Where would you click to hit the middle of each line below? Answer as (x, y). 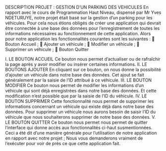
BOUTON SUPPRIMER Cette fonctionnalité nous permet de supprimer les (80, 101)
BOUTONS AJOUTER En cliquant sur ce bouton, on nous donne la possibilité (83, 70)
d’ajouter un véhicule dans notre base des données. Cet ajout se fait (75, 75)
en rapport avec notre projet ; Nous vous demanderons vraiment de (74, 138)
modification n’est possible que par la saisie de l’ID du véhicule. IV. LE (76, 96)
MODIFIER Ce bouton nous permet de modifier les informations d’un (75, 85)
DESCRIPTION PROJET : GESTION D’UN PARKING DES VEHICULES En (77, 7)
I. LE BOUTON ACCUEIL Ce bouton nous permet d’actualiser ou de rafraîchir (83, 59)
